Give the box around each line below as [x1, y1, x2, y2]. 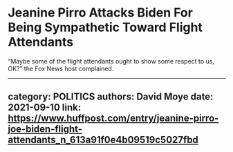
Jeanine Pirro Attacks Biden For [8, 5, 193, 21]
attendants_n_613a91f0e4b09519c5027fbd [8, 134, 199, 146]
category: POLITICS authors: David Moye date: [8, 91, 214, 103]
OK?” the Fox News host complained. [8, 64, 114, 73]
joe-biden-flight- [8, 123, 82, 135]
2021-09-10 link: [8, 102, 82, 113]
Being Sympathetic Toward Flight [8, 19, 203, 35]
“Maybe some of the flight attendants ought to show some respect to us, [8, 57, 215, 65]
